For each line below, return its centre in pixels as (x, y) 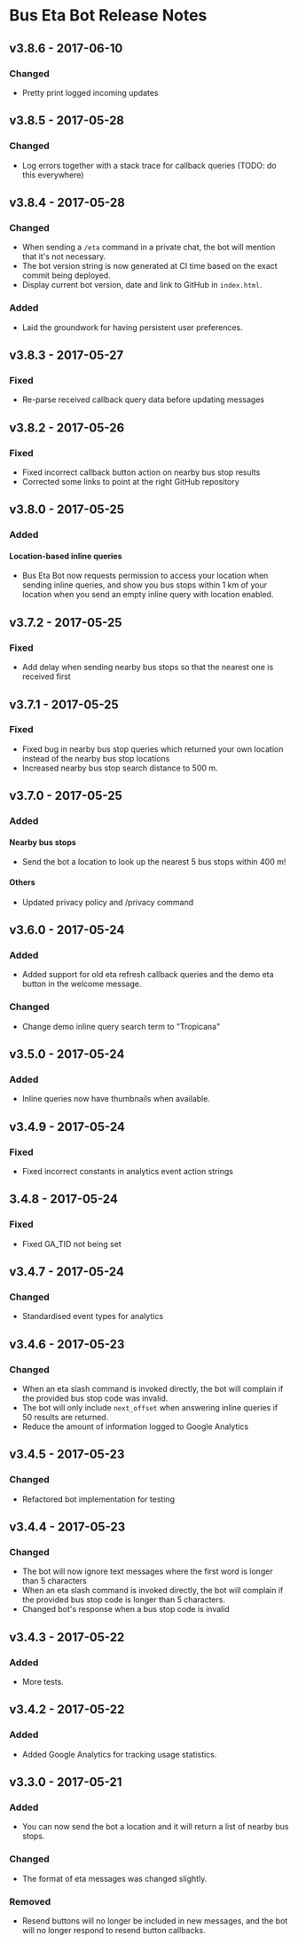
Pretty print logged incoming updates (90, 92)
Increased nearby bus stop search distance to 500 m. (120, 768)
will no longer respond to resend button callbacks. (114, 1930)
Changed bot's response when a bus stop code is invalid (126, 1609)
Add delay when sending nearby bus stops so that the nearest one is (148, 668)
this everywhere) (53, 175)
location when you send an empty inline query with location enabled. (148, 595)
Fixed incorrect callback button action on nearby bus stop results (141, 472)
